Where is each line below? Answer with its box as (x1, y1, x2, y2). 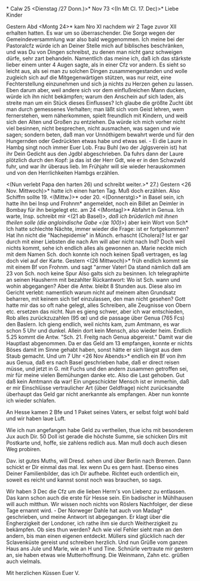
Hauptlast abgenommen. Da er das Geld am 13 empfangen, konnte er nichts (6, 340, 193, 346)
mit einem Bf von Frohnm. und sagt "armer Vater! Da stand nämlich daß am (6, 263, 191, 270)
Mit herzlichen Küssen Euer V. (6, 570, 80, 576)
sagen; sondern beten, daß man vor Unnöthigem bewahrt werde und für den (6, 131, 195, 138)
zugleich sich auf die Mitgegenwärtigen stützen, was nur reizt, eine (6, 74, 172, 81)
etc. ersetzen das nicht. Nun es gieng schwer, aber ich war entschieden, (6, 308, 184, 315)
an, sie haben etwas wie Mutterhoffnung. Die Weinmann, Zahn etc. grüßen (6, 552, 190, 558)
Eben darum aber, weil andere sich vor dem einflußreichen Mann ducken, (6, 87, 186, 93)
